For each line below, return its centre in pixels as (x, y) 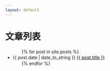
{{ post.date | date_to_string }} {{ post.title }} (59, 57)
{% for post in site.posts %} (50, 52)
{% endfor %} (36, 63)
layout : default (22, 10)
